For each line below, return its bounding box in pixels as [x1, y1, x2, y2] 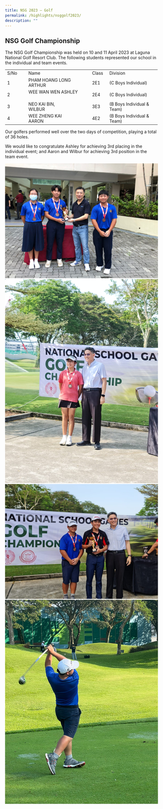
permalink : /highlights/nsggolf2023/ [5, 13, 81, 18]
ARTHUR [28, 83, 46, 88]
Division [109, 70, 126, 76]
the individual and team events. [5, 60, 68, 66]
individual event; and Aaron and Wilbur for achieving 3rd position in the [5, 149, 147, 155]
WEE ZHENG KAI [28, 113, 62, 119]
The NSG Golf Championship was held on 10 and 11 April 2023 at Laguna [5, 50, 150, 55]
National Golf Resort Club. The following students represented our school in [5, 55, 157, 61]
